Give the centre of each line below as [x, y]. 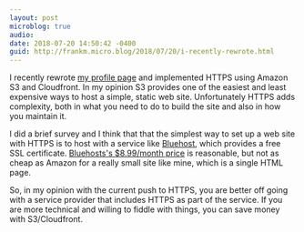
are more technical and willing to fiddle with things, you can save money [145, 209]
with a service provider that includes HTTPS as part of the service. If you [146, 200]
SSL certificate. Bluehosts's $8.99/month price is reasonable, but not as [144, 153]
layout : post [34, 18]
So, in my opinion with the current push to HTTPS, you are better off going [149, 190]
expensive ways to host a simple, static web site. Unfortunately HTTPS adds [152, 97]
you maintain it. [38, 116]
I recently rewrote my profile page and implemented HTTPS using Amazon [149, 77]
